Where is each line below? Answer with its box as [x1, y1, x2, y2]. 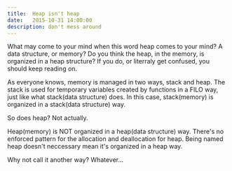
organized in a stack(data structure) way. [7, 101, 126, 109]
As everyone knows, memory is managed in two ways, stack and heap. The [7, 78, 226, 87]
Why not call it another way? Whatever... [7, 156, 124, 164]
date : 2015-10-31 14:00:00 [7, 17, 93, 24]
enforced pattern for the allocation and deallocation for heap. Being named [7, 135, 224, 143]
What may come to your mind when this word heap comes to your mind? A [7, 43, 223, 51]
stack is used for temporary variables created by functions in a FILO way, [7, 85, 219, 94]
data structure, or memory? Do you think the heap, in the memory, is [7, 50, 205, 58]
